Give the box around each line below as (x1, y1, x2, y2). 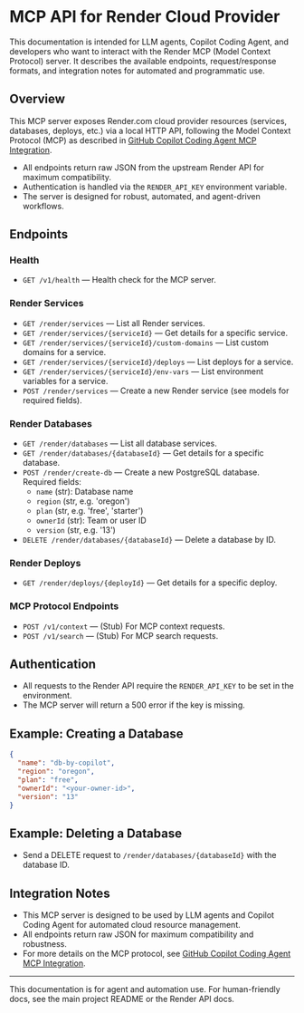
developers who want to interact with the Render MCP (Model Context (9, 45, 271, 56)
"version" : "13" (17, 792, 79, 801)
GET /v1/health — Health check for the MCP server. (22, 275, 217, 285)
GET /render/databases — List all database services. (22, 438, 217, 449)
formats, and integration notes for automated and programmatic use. (9, 65, 265, 76)
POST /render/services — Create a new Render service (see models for (22, 385, 290, 396)
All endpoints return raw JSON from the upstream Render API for (22, 161, 264, 173)
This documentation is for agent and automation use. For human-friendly (9, 984, 280, 994)
